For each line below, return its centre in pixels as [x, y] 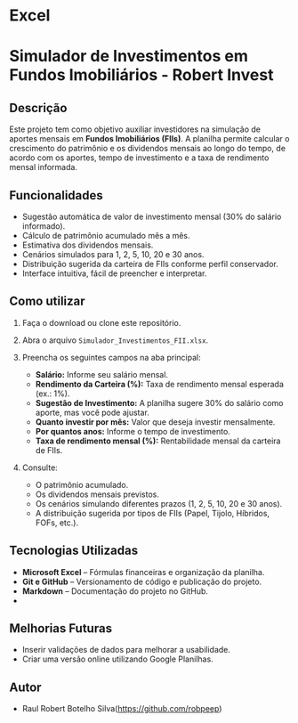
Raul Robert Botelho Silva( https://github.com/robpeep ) [122, 709]
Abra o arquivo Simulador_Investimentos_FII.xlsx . [115, 340]
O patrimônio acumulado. [82, 484]
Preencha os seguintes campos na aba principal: [112, 357]
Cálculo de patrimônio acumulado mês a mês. [106, 236]
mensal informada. [44, 167]
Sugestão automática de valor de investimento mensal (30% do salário [152, 216]
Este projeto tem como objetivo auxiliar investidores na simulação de [135, 129]
